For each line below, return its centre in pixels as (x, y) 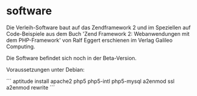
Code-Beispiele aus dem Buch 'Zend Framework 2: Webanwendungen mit (98, 33)
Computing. (21, 47)
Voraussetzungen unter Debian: (46, 69)
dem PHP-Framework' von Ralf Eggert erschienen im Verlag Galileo (89, 40)
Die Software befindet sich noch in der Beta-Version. (71, 58)
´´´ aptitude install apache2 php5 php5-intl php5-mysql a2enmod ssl (91, 81)
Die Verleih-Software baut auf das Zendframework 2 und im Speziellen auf (98, 27)
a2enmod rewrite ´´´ (31, 87)
